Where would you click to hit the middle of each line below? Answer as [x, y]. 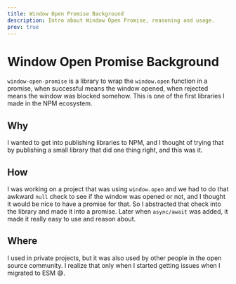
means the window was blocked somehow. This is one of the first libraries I [116, 96]
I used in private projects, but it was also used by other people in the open [114, 258]
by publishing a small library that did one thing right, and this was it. [105, 150]
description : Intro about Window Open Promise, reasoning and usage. [111, 20]
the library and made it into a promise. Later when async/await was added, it [118, 211]
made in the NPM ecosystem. [50, 103]
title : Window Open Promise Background [66, 14]
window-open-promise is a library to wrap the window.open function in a [107, 81]
